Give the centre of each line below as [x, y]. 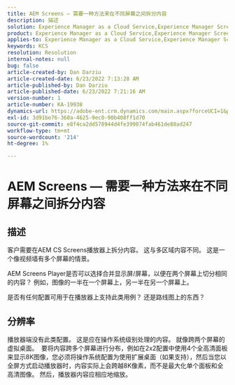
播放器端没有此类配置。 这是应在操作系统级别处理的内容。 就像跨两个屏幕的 [116, 339]
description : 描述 [33, 20]
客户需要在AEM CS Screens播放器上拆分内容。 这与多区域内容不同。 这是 [113, 250]
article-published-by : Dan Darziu [58, 85]
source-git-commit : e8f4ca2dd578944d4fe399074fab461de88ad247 [100, 124]
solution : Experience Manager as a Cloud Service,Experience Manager [111, 27]
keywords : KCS [28, 46]
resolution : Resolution [42, 53]
